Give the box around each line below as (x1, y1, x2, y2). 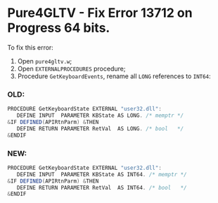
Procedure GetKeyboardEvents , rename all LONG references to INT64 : (17, 72, 211, 80)
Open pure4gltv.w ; (17, 56, 72, 65)
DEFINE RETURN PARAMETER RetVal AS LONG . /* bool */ (16, 125, 184, 132)
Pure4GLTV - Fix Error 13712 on (7, 5, 193, 21)
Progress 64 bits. (7, 20, 110, 36)
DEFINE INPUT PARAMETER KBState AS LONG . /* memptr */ (16, 112, 184, 119)
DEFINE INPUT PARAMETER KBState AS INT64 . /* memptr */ (16, 171, 188, 178)
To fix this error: (7, 43, 54, 51)
